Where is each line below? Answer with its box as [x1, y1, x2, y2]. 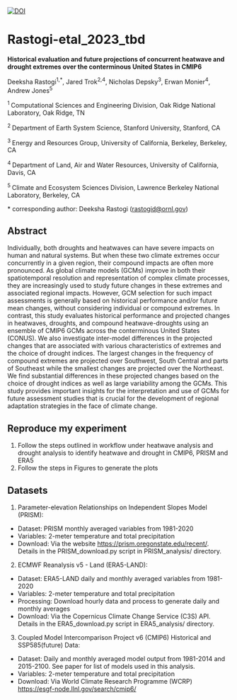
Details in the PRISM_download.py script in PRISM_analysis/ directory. [17, 546, 221, 555]
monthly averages [17, 604, 71, 613]
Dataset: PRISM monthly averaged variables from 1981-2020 [17, 524, 194, 533]
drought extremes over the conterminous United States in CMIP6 [7, 62, 202, 71]
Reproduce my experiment [7, 422, 127, 434]
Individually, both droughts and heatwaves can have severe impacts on [7, 244, 214, 252]
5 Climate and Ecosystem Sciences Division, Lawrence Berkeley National [7, 181, 219, 191]
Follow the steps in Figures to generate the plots [17, 464, 158, 473]
